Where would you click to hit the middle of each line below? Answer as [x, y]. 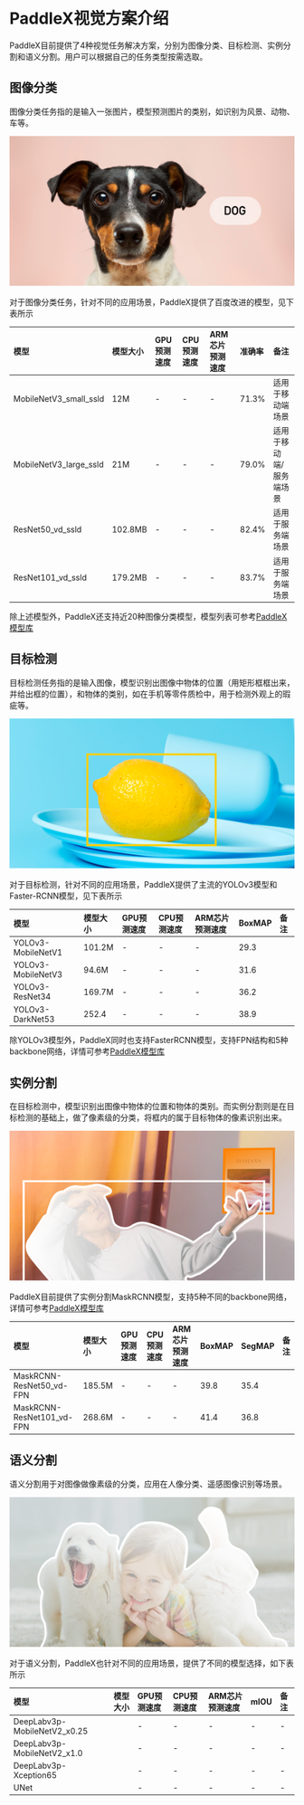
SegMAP [258, 1345]
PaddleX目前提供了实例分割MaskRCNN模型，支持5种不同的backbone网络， [151, 1297]
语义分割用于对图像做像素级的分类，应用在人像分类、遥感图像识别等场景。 [148, 1484]
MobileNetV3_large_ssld [58, 464]
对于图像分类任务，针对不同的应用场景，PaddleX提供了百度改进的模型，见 [148, 302]
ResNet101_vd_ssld [50, 578]
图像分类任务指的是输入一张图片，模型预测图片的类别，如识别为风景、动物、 [152, 111]
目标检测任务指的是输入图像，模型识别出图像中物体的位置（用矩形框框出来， [152, 682]
